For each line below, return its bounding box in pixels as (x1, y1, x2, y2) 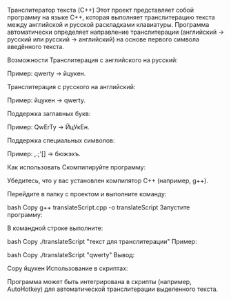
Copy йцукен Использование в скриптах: (7, 264, 128, 272)
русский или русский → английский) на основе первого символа (7, 35, 200, 44)
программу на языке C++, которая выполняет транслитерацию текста (7, 13, 215, 21)
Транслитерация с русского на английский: (7, 83, 136, 91)
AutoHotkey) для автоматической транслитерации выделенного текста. (7, 285, 219, 293)
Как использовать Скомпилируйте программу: (7, 163, 146, 171)
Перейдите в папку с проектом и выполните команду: (7, 190, 167, 198)
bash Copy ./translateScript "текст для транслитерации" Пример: (7, 238, 198, 245)
